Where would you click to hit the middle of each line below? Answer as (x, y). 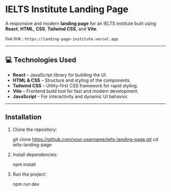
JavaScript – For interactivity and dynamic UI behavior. (70, 96)
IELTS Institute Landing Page (67, 9)
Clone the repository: (35, 129)
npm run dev (26, 184)
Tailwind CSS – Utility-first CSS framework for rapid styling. (75, 85)
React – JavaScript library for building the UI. (60, 75)
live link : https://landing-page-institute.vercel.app (62, 39)
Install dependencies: (35, 154)
